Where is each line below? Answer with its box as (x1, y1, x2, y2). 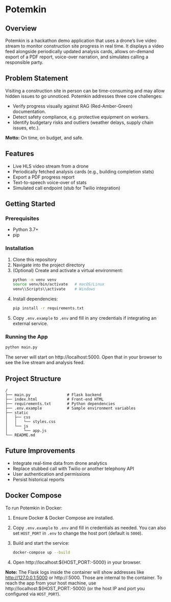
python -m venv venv (12, 277, 57, 282)
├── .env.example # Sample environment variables (5, 406, 136, 411)
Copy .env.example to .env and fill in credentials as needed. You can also (12, 524, 166, 530)
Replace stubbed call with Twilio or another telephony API (12, 465, 134, 472)
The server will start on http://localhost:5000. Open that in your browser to (5, 354, 162, 360)
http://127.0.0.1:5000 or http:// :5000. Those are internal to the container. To (5, 574, 162, 581)
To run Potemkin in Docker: (5, 505, 63, 511)
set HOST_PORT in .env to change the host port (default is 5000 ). (12, 530, 143, 536)
